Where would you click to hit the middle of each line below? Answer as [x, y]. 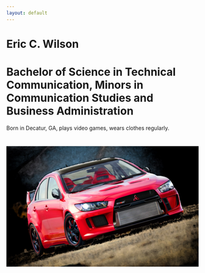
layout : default [27, 13]
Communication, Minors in [75, 85]
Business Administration [70, 111]
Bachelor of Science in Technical [91, 72]
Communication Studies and [80, 98]
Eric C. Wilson [43, 44]
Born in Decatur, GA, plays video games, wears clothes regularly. [88, 128]
